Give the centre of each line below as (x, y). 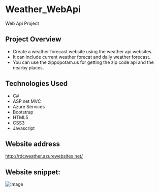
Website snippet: (33, 172)
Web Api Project (22, 23)
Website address (33, 144)
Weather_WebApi (43, 9)
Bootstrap (23, 112)
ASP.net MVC (27, 101)
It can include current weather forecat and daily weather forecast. (82, 57)
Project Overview (33, 39)
